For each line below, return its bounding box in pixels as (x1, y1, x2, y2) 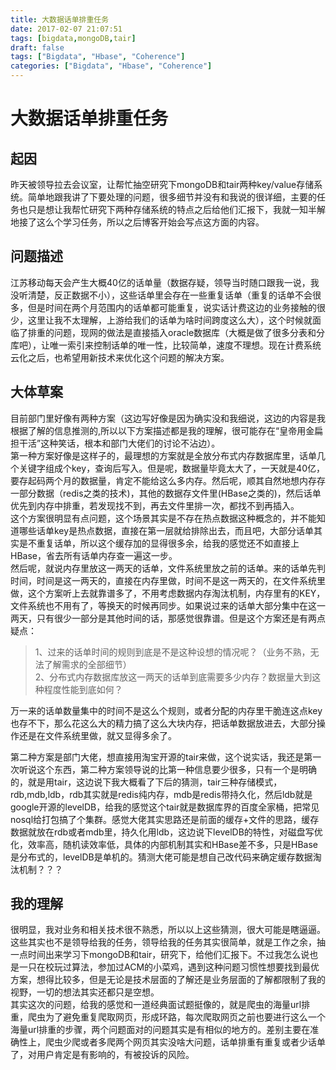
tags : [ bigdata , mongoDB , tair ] (10, 33, 137, 43)
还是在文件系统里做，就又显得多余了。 (18, 729, 177, 741)
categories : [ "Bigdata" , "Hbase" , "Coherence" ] (10, 61, 213, 71)
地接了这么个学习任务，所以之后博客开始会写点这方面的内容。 (10, 216, 265, 228)
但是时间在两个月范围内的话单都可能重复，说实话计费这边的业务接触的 (27, 301, 317, 313)
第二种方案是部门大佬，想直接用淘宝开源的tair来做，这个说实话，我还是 (10, 751, 305, 763)
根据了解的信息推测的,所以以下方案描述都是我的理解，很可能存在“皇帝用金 (10, 424, 315, 436)
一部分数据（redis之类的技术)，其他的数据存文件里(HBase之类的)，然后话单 (10, 487, 322, 499)
